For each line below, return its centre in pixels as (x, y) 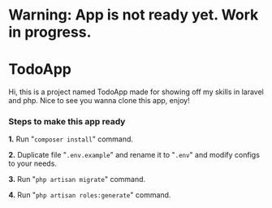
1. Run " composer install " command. (71, 139)
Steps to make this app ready (67, 122)
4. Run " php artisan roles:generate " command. (90, 195)
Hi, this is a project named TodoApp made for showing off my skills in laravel (136, 92)
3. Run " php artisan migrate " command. (77, 180)
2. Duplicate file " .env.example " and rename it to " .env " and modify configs (134, 155)
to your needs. (32, 163)
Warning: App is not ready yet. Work (134, 15)
